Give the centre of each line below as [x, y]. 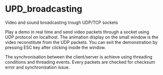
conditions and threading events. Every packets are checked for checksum [80, 62]
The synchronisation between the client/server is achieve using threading [79, 56]
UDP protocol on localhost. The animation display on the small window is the [82, 37]
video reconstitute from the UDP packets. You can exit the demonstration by [81, 42]
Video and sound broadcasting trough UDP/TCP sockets [62, 22]
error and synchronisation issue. [37, 67]
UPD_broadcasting [44, 9]
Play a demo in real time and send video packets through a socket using [77, 32]
